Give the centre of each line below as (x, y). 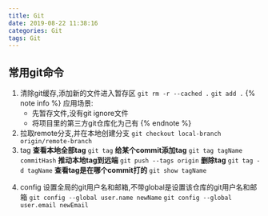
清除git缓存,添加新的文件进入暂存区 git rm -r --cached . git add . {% (138, 94)
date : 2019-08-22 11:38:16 (53, 23)
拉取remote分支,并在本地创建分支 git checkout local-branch (120, 134)
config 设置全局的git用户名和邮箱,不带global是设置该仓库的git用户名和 (135, 187)
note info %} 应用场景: (56, 103)
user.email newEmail (54, 206)
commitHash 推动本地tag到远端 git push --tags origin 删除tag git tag (136, 160)
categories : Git (35, 30)
